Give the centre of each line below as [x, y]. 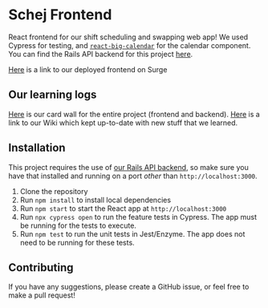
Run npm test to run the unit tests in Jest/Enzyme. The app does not [132, 233]
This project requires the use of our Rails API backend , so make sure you [128, 167]
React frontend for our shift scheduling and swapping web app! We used [128, 37]
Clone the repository [54, 191]
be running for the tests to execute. [78, 225]
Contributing [41, 267]
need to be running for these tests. [77, 242]
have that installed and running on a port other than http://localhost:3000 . [133, 176]
